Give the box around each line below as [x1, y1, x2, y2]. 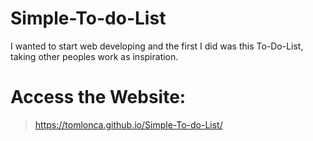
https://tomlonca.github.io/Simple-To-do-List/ [34, 118, 223, 131]
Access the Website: [10, 86, 187, 109]
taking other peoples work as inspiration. [10, 50, 179, 62]
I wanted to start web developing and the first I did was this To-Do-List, [10, 40, 304, 52]
